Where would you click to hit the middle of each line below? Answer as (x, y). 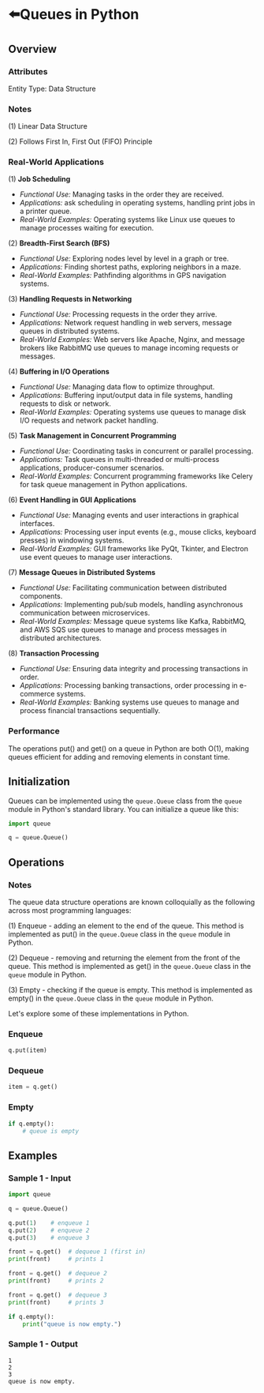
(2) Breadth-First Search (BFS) (59, 243)
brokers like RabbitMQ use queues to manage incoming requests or (129, 348)
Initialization (39, 782)
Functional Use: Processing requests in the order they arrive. (118, 314)
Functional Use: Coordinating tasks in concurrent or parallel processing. (136, 451)
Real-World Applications (56, 162)
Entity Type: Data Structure (52, 88)
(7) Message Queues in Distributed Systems (82, 573)
